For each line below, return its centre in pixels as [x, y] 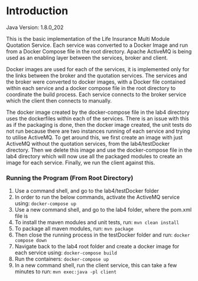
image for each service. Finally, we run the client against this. [81, 162]
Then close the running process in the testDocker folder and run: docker [102, 235]
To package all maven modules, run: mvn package [74, 229]
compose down [31, 241]
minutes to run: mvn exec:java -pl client [66, 272]
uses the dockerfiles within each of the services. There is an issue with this [98, 118]
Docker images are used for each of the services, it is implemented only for [98, 69]
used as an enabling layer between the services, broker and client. [87, 58]
